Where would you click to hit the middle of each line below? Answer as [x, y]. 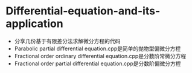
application [35, 24]
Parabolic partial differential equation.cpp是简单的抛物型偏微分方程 [98, 48]
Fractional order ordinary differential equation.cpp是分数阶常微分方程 [100, 56]
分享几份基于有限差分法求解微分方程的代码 [67, 41]
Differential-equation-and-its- [83, 11]
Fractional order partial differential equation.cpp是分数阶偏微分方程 [98, 63]
